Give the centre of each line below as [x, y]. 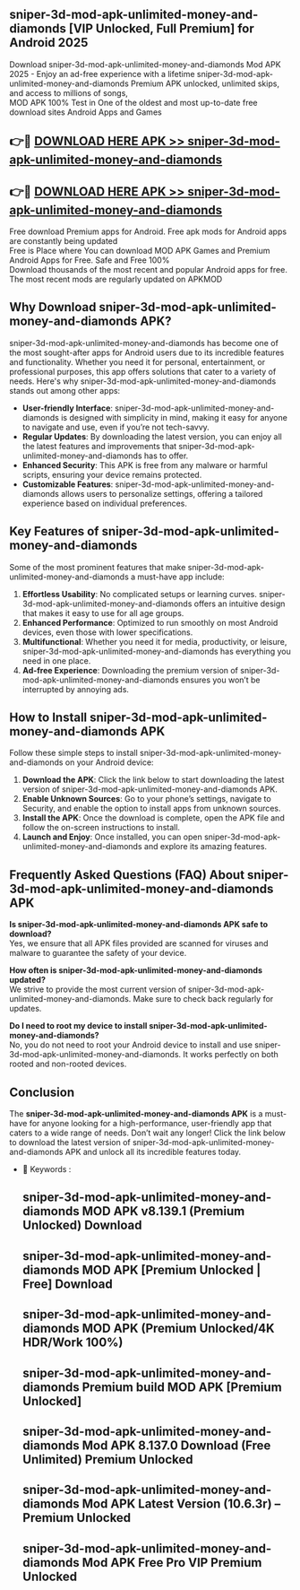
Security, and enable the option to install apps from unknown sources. [151, 808]
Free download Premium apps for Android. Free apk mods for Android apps [148, 231]
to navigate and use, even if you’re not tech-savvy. [116, 427]
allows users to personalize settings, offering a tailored [162, 493]
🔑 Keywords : [47, 1169]
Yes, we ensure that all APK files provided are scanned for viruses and [139, 943]
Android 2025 [49, 43]
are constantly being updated [64, 241]
